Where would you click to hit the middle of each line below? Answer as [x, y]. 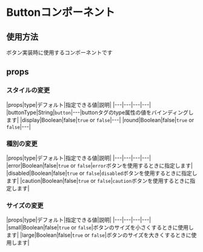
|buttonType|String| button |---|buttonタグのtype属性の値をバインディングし [100, 112]
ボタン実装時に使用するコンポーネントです [59, 53]
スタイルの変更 [28, 90]
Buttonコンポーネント [61, 12]
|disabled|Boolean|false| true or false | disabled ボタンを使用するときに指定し [102, 173]
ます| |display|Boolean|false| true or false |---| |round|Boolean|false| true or [100, 120]
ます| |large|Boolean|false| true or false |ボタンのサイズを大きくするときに [99, 235]
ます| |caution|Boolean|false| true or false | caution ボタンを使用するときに [98, 180]
